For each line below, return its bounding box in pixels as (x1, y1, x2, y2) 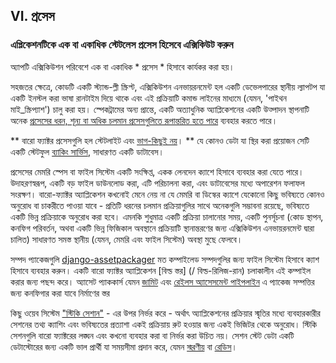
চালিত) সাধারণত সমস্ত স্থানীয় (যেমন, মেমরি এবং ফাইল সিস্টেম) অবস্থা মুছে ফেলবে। (10, 233, 243, 245)
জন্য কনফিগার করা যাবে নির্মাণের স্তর (10, 287, 110, 299)
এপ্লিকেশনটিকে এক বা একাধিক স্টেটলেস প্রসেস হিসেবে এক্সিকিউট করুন (10, 38, 234, 52)
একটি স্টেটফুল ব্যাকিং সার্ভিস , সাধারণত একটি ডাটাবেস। (10, 145, 165, 158)
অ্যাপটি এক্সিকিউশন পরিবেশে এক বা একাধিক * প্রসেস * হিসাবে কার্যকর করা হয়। (10, 60, 235, 73)
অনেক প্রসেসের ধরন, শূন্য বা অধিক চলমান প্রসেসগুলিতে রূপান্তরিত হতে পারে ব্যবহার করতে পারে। (10, 114, 278, 126)
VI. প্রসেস (10, 8, 55, 25)
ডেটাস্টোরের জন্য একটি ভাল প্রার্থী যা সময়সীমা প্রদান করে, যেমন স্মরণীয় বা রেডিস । (10, 340, 238, 353)
